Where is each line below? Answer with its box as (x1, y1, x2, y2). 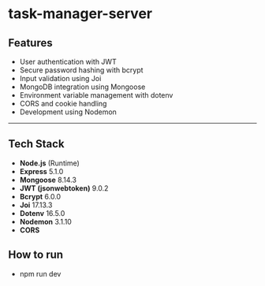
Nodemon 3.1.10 (19, 217, 73, 226)
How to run (8, 248, 64, 262)
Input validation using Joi (19, 74, 102, 83)
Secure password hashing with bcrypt (19, 65, 144, 75)
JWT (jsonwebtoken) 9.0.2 (19, 183, 109, 193)
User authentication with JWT (19, 57, 117, 66)
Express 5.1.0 (19, 166, 64, 176)
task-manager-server (8, 5, 152, 23)
